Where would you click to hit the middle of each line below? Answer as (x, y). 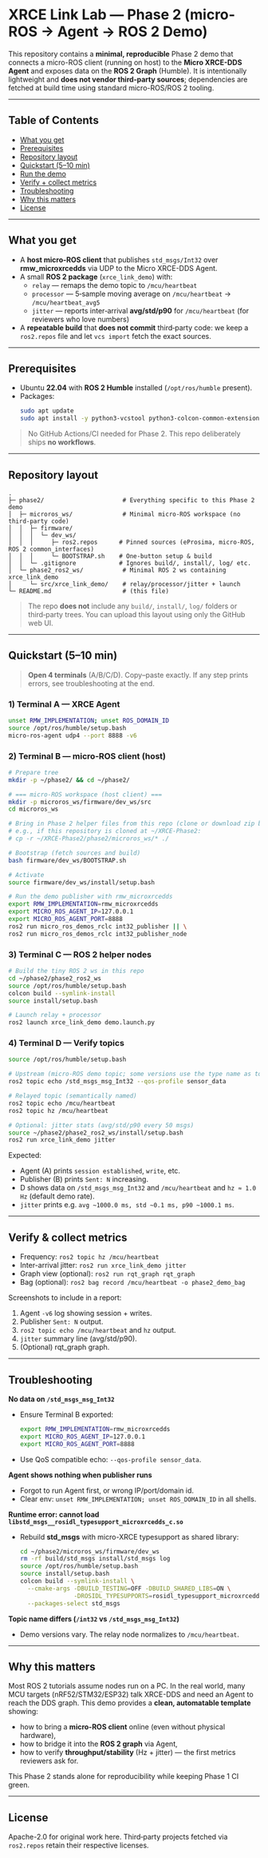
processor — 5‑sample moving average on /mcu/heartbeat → (131, 293)
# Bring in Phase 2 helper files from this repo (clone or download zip (132, 824)
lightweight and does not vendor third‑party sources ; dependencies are (128, 79)
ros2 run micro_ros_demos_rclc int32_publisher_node (98, 934)
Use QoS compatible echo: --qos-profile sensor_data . (110, 1459)
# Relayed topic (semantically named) (73, 1096)
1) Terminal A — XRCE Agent (64, 704)
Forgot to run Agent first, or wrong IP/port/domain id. (106, 1490)
